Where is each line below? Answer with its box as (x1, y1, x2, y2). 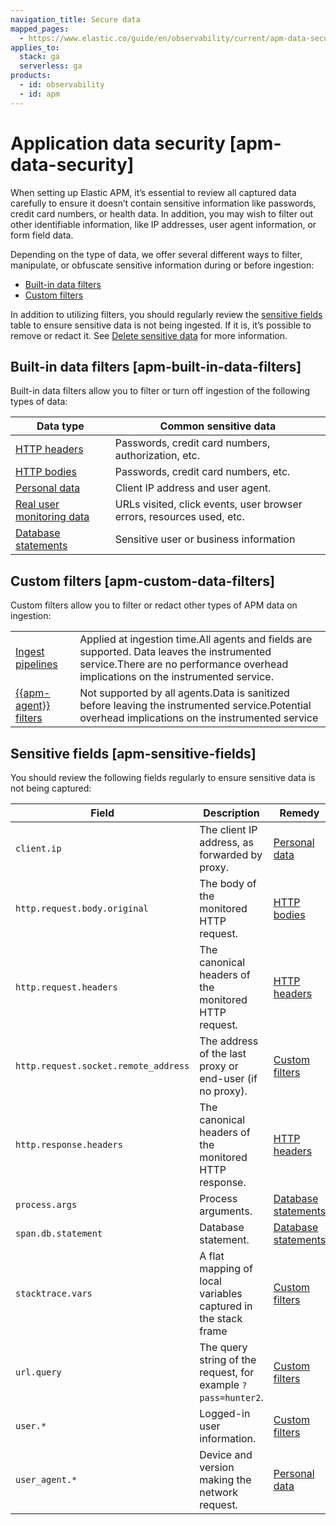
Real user (15, 497, 60, 511)
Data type (36, 419, 85, 433)
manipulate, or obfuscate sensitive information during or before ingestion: (10, 259, 315, 271)
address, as (199, 836, 254, 849)
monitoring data (15, 510, 90, 524)
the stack (199, 1312, 243, 1325)
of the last (199, 1047, 247, 1060)
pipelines (15, 657, 58, 671)
